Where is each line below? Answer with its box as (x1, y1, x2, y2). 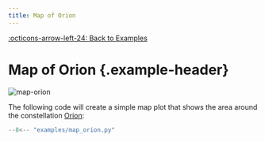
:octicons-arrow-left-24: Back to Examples (8, 33, 148, 43)
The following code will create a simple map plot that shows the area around (8, 102, 258, 111)
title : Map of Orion (8, 11, 77, 20)
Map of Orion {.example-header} (8, 61, 229, 79)
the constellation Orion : (8, 110, 85, 120)
